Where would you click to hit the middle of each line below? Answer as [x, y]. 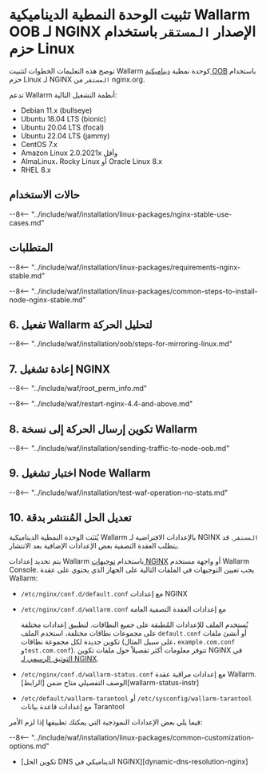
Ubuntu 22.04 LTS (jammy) [65, 136]
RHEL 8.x [36, 170]
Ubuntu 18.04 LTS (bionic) [64, 118]
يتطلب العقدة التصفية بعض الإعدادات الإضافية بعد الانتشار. [94, 545]
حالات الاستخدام [45, 195]
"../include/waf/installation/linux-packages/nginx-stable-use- [132, 214]
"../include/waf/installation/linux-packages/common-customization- [143, 737]
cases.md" [27, 222]
